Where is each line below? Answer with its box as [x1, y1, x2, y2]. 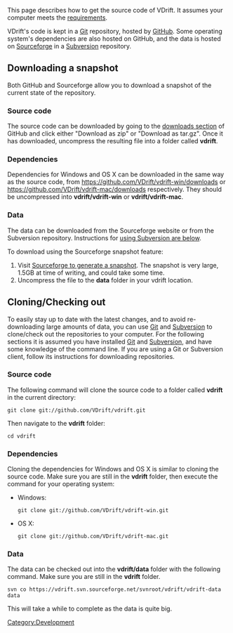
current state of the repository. [7, 88, 96, 97]
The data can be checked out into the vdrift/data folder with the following [7, 565, 221, 573]
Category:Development [7, 618, 75, 627]
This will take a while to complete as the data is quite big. [7, 604, 173, 613]
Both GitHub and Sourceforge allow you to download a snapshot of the [7, 81, 212, 89]
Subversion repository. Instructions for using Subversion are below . [7, 233, 201, 242]
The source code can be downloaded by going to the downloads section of [7, 122, 225, 131]
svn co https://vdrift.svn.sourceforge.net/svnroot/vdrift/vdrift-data [7, 586, 221, 593]
